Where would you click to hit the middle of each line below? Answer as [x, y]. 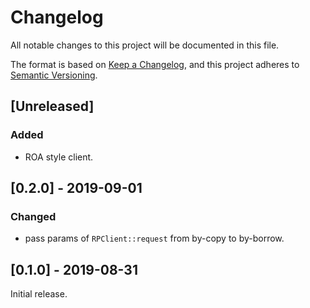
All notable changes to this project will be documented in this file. [145, 45]
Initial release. [39, 294]
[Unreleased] [52, 106]
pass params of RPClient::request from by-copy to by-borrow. [154, 238]
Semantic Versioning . [54, 75]
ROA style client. [59, 157]
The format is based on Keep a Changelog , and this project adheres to [155, 64]
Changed [33, 216]
